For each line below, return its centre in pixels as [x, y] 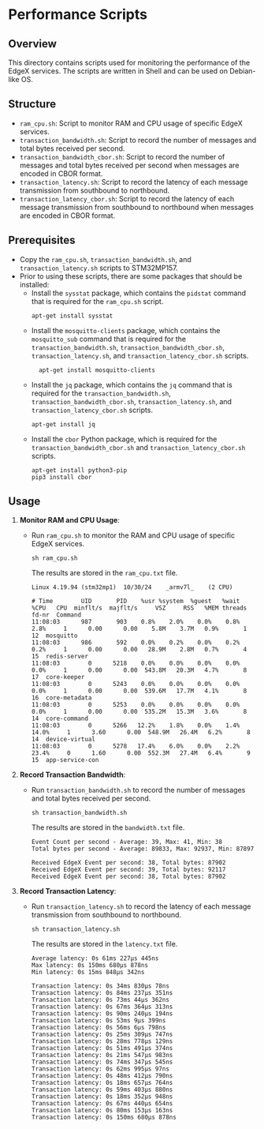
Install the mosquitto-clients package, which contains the [126, 330]
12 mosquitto [54, 636]
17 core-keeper [58, 677]
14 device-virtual [63, 740]
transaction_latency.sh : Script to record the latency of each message [134, 182]
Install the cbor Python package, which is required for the [124, 439]
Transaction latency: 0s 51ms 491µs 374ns [102, 1048]
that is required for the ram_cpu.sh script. [97, 301]
